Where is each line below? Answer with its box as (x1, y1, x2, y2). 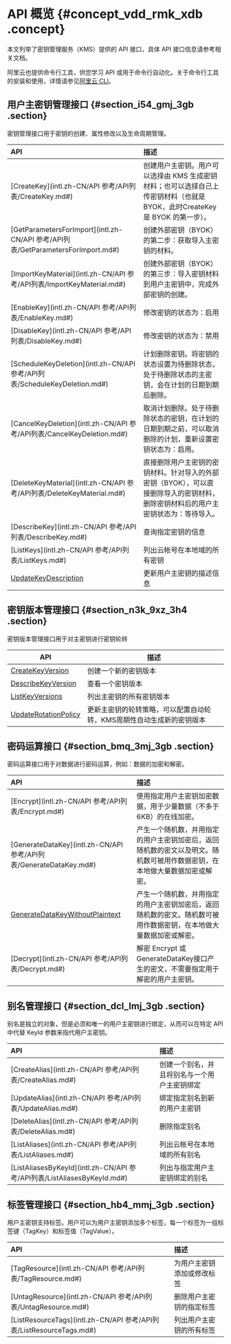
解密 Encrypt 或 (136, 943, 187, 953)
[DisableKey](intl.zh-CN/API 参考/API (10, 326, 132, 335)
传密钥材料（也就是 (143, 191, 206, 201)
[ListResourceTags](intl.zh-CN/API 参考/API (10, 1315, 153, 1325)
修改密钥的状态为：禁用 (143, 331, 219, 341)
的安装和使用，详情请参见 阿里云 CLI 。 (7, 76, 115, 85)
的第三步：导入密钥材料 (143, 269, 219, 279)
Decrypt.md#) (19, 964, 65, 974)
